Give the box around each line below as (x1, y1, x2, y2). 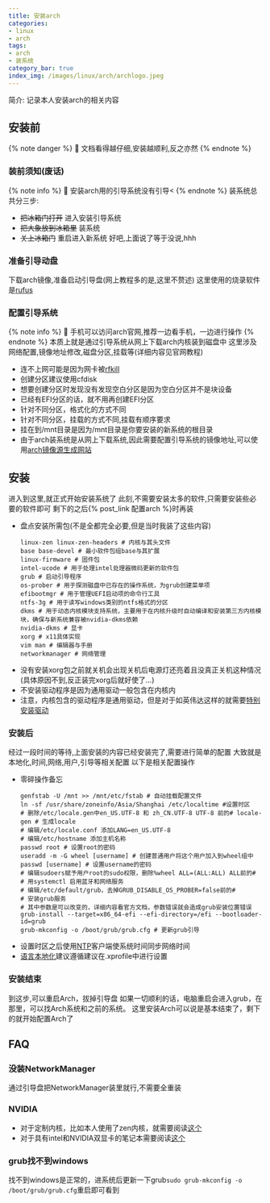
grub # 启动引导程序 (19, 573, 82, 581)
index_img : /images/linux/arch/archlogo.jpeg (8, 72, 164, 80)
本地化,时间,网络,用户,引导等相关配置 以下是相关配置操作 (8, 757, 196, 767)
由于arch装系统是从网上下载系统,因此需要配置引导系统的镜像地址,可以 (19, 435, 251, 444)
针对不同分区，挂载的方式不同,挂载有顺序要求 (19, 414, 171, 424)
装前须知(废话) (8, 166, 64, 177)
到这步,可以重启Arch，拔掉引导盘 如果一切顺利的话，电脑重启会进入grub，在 (8, 993, 263, 1003)
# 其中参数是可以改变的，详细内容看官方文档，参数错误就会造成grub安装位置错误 (19, 904, 252, 912)
